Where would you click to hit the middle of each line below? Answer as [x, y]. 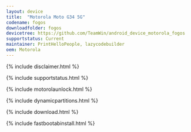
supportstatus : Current [35, 39]
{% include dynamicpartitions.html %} [52, 100]
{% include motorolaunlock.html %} [49, 89]
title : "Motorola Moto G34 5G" [46, 17]
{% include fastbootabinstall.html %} [51, 123]
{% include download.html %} [42, 111]
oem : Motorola [24, 50]
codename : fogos [26, 22]
